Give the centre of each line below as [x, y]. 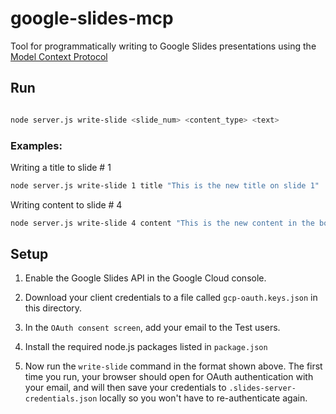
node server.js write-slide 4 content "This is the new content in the [162, 223]
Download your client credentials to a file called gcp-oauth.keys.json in [171, 298]
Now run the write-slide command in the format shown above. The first [173, 366]
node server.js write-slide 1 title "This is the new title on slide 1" [165, 185]
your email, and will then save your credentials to [125, 388]
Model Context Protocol [59, 56]
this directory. [53, 308]
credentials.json [61, 399]
